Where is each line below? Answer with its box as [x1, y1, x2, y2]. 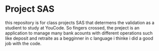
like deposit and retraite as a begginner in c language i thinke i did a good [5, 35, 154, 41]
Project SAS [5, 3, 55, 15]
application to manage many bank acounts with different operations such [5, 30, 153, 36]
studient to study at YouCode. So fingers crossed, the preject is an [5, 25, 140, 30]
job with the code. [5, 40, 42, 46]
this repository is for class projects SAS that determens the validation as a [5, 20, 155, 25]
